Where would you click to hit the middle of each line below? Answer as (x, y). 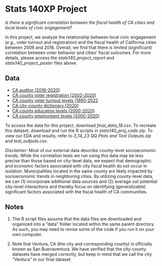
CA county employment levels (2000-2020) (56, 116)
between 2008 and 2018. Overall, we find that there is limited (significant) (79, 47)
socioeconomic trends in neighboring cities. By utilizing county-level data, (79, 176)
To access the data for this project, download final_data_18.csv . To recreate (81, 125)
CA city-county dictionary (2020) (45, 105)
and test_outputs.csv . (27, 141)
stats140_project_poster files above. (41, 63)
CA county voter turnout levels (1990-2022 (55, 100)
